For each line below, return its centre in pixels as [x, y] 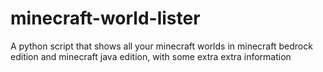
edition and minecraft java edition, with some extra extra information [151, 56]
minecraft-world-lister [105, 18]
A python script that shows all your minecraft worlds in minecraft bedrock [161, 46]
